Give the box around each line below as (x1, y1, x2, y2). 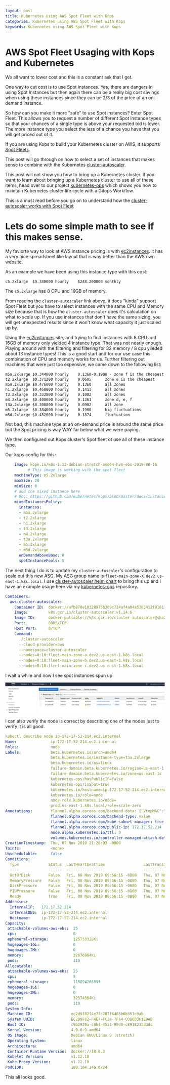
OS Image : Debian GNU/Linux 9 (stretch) (7, 1033, 135, 1038)
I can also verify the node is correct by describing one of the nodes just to (5, 718, 160, 724)
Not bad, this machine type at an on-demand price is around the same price (5, 421, 163, 427)
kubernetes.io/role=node (50, 792, 103, 797)
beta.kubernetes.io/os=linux (50, 760, 112, 766)
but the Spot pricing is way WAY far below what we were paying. (5, 427, 140, 433)
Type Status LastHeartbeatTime (10, 862, 105, 867)
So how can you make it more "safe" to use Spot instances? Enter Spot (5, 110, 153, 116)
